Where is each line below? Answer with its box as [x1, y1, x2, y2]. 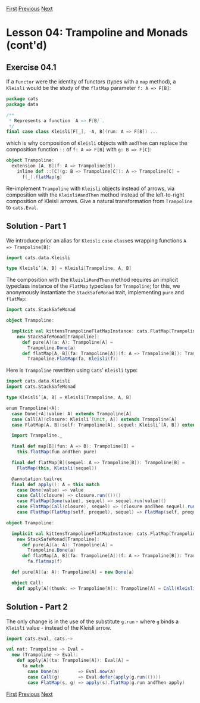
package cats [6, 96, 39, 102]
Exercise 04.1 [6, 62, 57, 72]
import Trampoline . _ [11, 433, 62, 438]
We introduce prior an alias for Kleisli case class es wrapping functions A [6, 237, 186, 244]
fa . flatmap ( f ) [27, 558, 62, 565]
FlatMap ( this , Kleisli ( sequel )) [17, 465, 97, 471]
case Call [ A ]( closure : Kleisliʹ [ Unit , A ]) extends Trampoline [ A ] [11, 416, 177, 422]
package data [6, 101, 39, 107]
